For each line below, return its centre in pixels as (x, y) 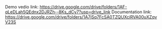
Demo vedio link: (22, 7)
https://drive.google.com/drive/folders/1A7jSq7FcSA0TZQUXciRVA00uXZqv (81, 17)
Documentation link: (132, 12)
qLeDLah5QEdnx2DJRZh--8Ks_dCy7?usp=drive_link (58, 12)
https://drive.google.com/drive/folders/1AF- (83, 7)
